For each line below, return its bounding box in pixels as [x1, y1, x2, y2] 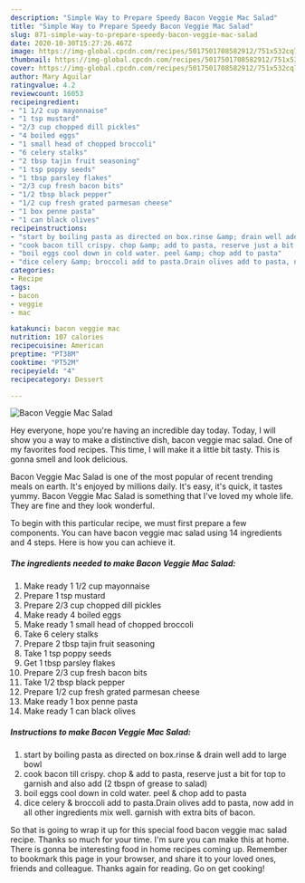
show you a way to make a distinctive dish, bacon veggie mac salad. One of [10, 435, 293, 446]
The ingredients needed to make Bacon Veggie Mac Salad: [10, 558, 236, 569]
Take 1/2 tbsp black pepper [23, 677, 126, 688]
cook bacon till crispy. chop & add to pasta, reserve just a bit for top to [23, 769, 286, 780]
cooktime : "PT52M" [10, 358, 80, 367]
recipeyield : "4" [10, 366, 76, 376]
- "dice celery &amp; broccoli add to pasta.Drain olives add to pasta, [10, 257, 291, 267]
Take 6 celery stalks [23, 629, 99, 639]
